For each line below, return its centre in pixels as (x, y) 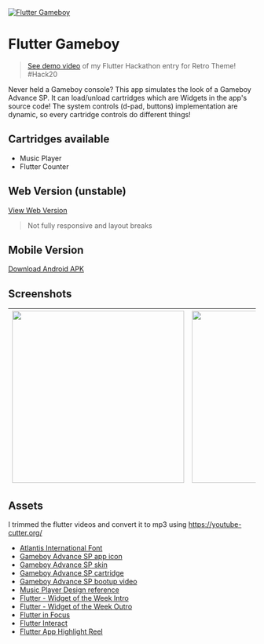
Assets (26, 505)
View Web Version (38, 210)
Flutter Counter (44, 166)
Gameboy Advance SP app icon (71, 556)
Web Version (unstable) (68, 191)
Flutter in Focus (45, 615)
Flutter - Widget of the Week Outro (76, 606)
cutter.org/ (25, 533)
